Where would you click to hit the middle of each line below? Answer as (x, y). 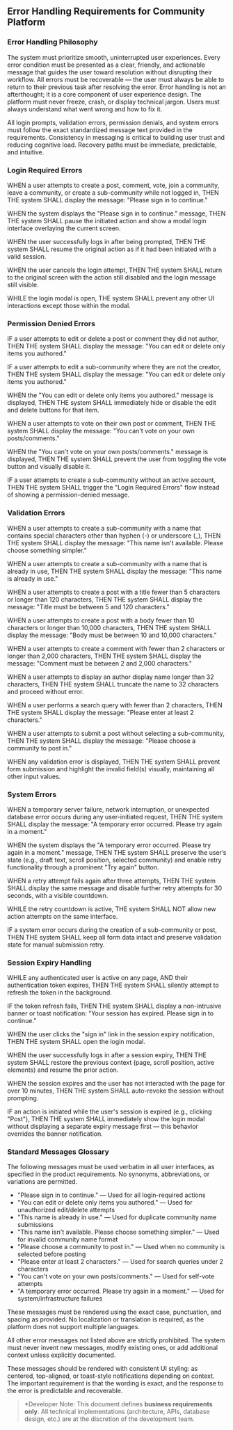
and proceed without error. (46, 691)
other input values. (34, 776)
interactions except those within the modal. (69, 305)
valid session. (27, 256)
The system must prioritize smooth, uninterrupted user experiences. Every (114, 57)
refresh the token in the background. (60, 993)
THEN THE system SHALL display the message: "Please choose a (102, 741)
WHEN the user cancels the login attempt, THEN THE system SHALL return (115, 270)
